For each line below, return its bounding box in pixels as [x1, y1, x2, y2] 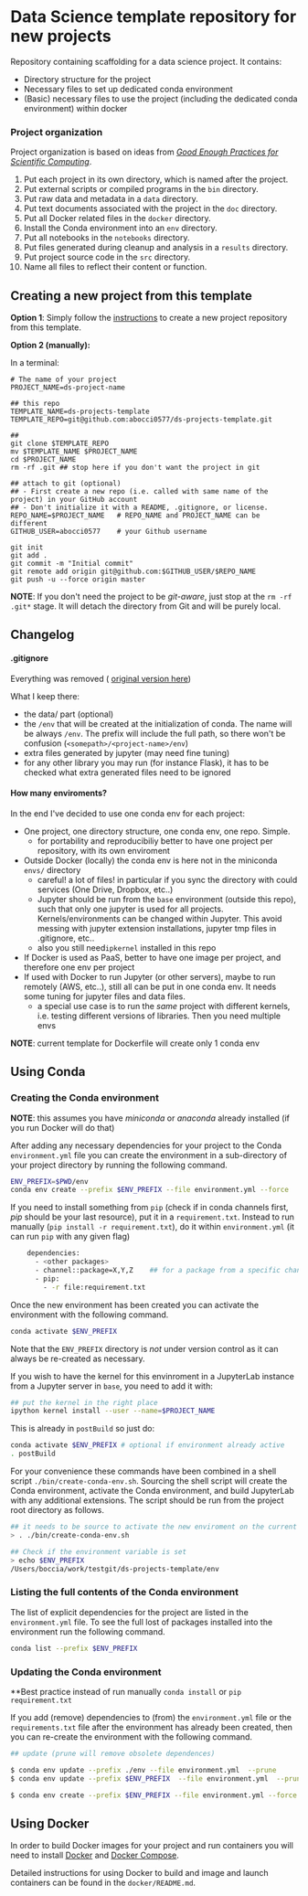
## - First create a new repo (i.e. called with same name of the [10, 487, 269, 496]
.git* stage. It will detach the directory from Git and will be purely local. [10, 601, 281, 612]
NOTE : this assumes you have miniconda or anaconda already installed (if [10, 1113, 291, 1124]
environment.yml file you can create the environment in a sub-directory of [10, 1149, 287, 1160]
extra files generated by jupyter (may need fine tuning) [23, 747, 230, 758]
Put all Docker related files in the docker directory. [23, 213, 211, 224]
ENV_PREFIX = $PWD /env [10, 1177, 90, 1186]
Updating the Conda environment [10, 1666, 162, 1678]
